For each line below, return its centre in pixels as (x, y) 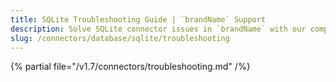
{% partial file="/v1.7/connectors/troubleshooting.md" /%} (130, 67)
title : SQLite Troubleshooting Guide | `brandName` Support (138, 19)
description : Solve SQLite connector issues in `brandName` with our (158, 29)
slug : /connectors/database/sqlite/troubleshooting (120, 38)
